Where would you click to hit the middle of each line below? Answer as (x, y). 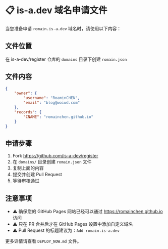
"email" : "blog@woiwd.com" (52, 103)
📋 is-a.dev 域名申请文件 (56, 10)
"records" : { (28, 112)
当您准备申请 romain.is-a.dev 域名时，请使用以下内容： (63, 28)
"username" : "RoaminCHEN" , (52, 98)
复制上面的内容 (28, 168)
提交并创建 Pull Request (37, 175)
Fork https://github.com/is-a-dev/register (55, 156)
